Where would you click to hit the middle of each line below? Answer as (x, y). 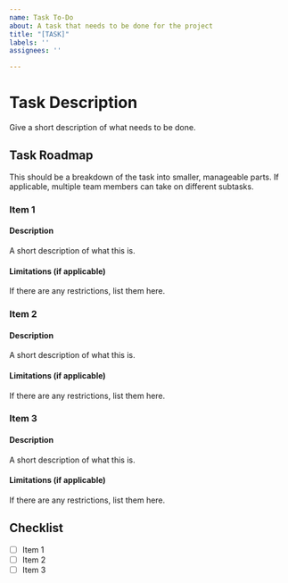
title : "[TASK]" (39, 34)
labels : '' (29, 42)
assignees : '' (36, 51)
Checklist (37, 528)
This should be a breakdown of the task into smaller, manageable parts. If (144, 177)
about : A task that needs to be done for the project (111, 26)
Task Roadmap (51, 156)
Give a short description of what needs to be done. (103, 128)
